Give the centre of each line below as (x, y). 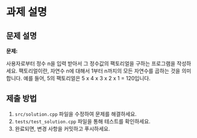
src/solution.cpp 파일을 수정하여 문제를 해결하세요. (76, 114)
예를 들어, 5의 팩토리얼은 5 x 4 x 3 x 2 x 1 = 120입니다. (87, 78)
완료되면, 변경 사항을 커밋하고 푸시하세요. (62, 129)
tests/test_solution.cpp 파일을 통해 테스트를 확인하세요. (82, 121)
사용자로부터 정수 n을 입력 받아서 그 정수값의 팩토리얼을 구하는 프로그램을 (91, 63)
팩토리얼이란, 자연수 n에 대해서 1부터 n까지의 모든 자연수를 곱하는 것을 (99, 71)
